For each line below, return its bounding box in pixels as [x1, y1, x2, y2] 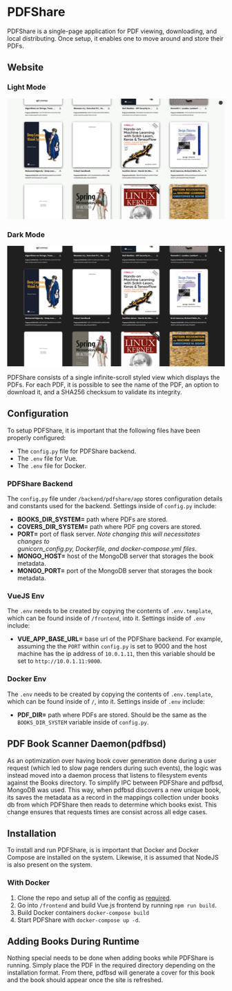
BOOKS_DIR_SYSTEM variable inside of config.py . [17, 718, 149, 726]
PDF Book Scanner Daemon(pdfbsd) [7, 738, 167, 750]
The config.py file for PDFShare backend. [17, 447, 137, 455]
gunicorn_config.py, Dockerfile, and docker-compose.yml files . [17, 545, 197, 553]
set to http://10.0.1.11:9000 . [17, 657, 102, 665]
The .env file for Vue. [17, 454, 78, 463]
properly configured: [7, 433, 66, 442]
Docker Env [7, 674, 47, 684]
